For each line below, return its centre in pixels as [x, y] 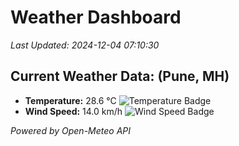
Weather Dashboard [96, 17]
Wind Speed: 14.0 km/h [73, 111]
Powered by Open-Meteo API [71, 130]
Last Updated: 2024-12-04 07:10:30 [85, 45]
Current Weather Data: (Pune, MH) [120, 76]
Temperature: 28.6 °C [70, 100]
